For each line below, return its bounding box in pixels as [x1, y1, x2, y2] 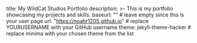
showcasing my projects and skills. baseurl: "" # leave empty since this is [6, 11, 185, 18]
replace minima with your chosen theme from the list [6, 30, 134, 37]
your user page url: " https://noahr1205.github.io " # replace [6, 18, 149, 24]
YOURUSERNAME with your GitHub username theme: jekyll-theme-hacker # [6, 24, 192, 31]
